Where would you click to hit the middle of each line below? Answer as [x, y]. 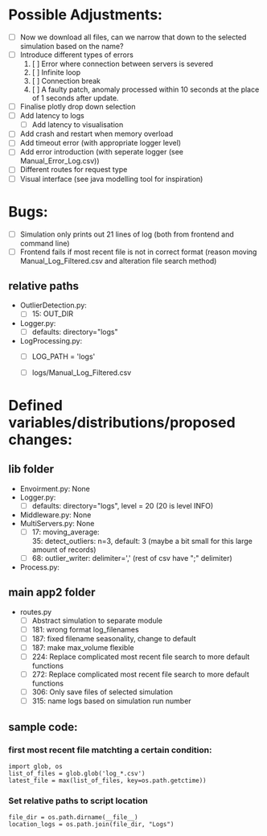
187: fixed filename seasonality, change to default [114, 638]
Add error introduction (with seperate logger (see [101, 152]
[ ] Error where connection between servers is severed [123, 64]
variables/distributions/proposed [122, 422]
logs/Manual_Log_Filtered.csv [82, 373]
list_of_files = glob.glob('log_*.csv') [77, 773]
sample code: [43, 727]
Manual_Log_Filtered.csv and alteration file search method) [118, 261]
